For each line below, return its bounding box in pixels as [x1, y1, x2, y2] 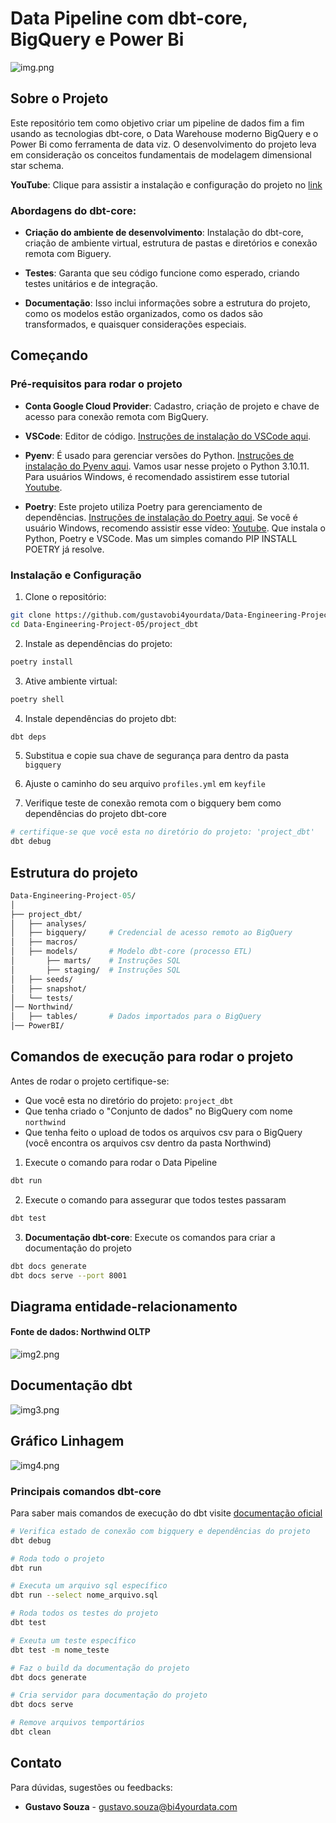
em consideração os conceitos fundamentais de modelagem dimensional [10, 148, 312, 161]
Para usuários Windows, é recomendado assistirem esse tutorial [24, 470, 290, 482]
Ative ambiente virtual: [24, 675, 118, 687]
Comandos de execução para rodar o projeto [10, 1048, 294, 1066]
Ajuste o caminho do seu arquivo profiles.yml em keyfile [24, 778, 267, 790]
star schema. [10, 159, 65, 171]
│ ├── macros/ [10, 937, 78, 947]
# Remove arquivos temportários [10, 1718, 145, 1728]
